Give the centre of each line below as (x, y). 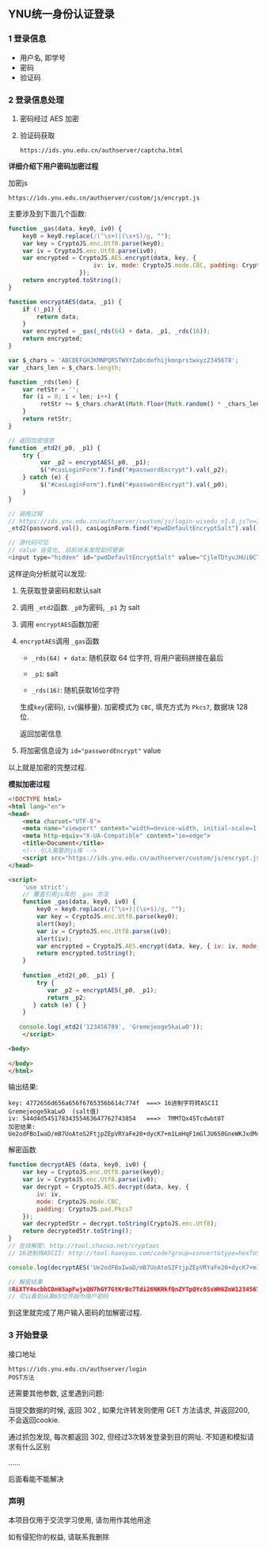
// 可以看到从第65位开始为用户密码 (59, 1297)
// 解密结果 (26, 1282)
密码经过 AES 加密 (49, 118)
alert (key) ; (57, 924)
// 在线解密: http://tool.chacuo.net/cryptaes (84, 1246)
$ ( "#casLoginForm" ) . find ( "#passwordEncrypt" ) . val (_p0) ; (134, 485)
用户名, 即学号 (42, 57)
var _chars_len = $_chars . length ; (65, 368)
